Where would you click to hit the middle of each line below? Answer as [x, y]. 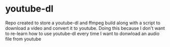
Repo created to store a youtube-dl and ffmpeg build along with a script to [83, 23]
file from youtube [23, 39]
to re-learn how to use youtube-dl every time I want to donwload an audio [82, 33]
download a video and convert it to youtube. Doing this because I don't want [85, 28]
